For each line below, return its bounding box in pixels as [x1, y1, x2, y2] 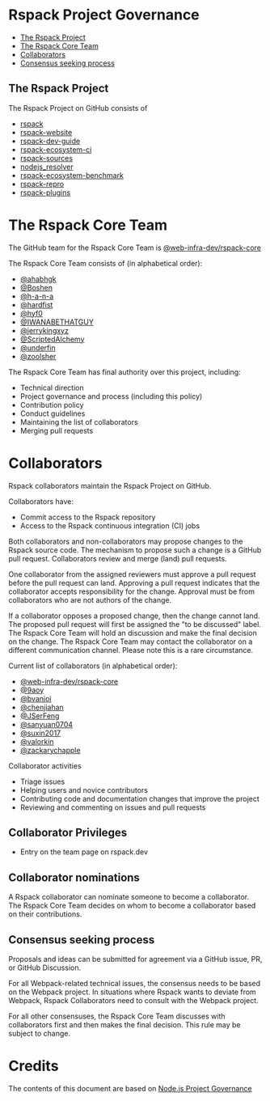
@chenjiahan [19, 702, 65, 712]
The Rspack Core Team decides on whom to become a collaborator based [8, 900, 256, 911]
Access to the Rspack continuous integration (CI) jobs [19, 520, 200, 531]
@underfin [19, 342, 56, 353]
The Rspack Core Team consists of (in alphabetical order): [8, 258, 203, 268]
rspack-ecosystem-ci [19, 144, 92, 155]
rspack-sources [19, 153, 74, 163]
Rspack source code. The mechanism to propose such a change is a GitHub [8, 544, 262, 555]
